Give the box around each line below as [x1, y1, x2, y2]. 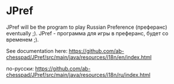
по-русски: [6, 65, 34, 72]
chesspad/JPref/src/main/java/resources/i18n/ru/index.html [6, 71, 150, 78]
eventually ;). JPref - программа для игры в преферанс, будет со [6, 29, 169, 36]
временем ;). [6, 36, 40, 43]
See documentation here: [6, 47, 68, 54]
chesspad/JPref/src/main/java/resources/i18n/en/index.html [6, 53, 152, 61]
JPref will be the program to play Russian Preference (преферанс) [6, 23, 168, 31]
